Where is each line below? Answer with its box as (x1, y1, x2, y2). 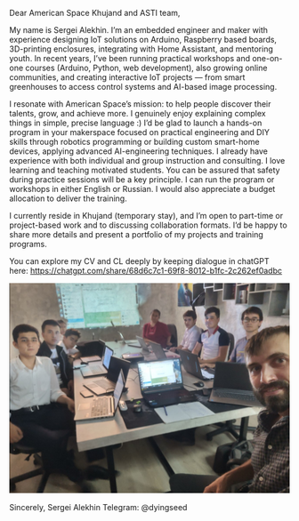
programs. (9, 239, 47, 249)
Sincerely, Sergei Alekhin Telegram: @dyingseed (9, 502, 188, 513)
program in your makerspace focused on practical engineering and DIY (9, 127, 270, 137)
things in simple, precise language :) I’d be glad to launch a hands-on (9, 117, 263, 128)
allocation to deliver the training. (9, 193, 127, 204)
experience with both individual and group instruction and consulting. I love (9, 156, 286, 165)
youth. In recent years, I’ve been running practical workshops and (9, 53, 251, 63)
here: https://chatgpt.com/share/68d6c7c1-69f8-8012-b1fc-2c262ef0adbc (9, 266, 283, 276)
